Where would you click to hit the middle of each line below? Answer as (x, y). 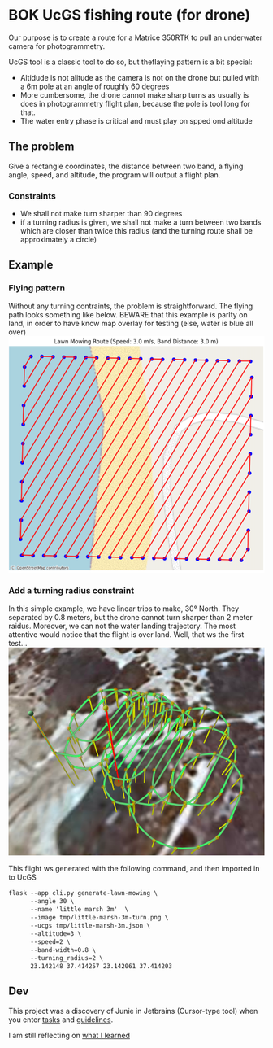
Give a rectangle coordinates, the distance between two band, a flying (126, 166)
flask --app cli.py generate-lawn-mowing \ (83, 893)
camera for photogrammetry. (57, 46)
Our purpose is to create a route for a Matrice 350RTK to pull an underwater (135, 37)
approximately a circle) (58, 240)
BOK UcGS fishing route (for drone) (129, 15)
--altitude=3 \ (56, 933)
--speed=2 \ (50, 941)
